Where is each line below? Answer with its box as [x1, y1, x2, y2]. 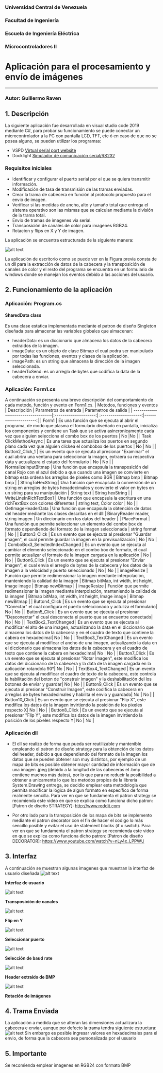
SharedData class [5, 312, 42, 318]
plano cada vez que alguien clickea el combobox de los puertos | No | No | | [5, 443, 157, 449]
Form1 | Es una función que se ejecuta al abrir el [43, 418, 139, 423]
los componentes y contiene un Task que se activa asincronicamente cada [5, 428, 154, 434]
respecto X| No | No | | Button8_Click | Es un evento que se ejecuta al [5, 707, 144, 713]
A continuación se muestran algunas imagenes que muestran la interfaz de [5, 865, 155, 871]
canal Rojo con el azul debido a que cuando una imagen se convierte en [5, 469, 149, 475]
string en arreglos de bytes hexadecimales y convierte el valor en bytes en [5, 485, 154, 491]
